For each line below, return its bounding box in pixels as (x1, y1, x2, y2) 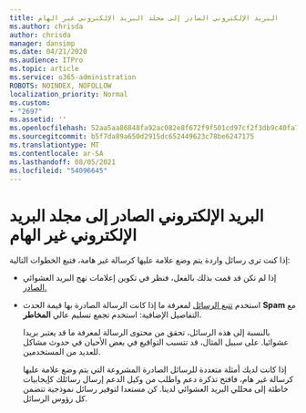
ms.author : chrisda (9, 22, 84, 31)
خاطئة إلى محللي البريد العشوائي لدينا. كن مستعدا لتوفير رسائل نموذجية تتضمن (22, 384, 289, 395)
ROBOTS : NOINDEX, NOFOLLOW (9, 81, 112, 90)
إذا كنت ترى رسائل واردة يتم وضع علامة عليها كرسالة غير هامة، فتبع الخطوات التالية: (9, 254, 291, 265)
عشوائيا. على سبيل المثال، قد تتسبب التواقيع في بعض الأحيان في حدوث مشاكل (22, 336, 290, 347)
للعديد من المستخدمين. (22, 346, 101, 357)
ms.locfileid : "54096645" (9, 166, 107, 175)
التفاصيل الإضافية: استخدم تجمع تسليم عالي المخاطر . (22, 309, 202, 320)
